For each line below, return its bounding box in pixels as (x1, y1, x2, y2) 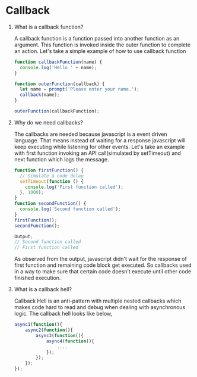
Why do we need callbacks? (14, 119, 84, 126)
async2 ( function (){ (25, 327, 74, 334)
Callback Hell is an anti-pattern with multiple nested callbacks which (14, 297, 182, 304)
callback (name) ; (20, 92, 60, 98)
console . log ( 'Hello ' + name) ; (20, 64, 97, 70)
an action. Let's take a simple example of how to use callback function (14, 47, 186, 54)
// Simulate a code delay (20, 173, 84, 179)
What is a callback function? (14, 23, 84, 30)
